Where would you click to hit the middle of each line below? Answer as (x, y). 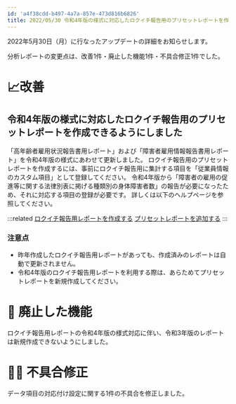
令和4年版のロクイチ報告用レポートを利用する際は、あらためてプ (112, 272)
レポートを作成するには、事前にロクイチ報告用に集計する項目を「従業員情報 (118, 168)
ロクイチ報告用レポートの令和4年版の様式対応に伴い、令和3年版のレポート (116, 332)
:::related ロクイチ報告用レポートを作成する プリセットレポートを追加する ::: (118, 218)
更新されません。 (54, 263)
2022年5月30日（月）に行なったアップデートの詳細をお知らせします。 (110, 41)
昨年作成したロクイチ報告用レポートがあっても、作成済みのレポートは (118, 255)
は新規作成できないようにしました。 (60, 342)
